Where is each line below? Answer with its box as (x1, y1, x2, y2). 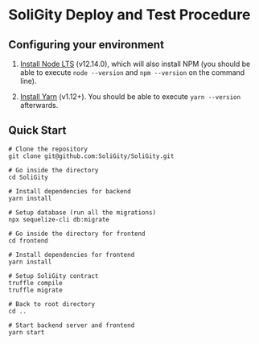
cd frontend (8, 236, 48, 245)
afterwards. (19, 101, 59, 110)
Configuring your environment (8, 38, 165, 52)
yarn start (8, 328, 45, 336)
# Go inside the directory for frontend (8, 230, 146, 238)
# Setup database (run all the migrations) (8, 208, 157, 217)
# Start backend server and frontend (8, 321, 135, 329)
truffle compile (8, 279, 63, 287)
